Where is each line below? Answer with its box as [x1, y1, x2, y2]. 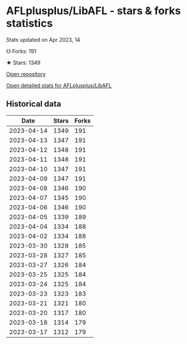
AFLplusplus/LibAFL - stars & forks [6, 4, 181, 18]
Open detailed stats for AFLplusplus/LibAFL [6, 81, 112, 89]
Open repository [6, 70, 46, 77]
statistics [6, 17, 53, 30]
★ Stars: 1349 [6, 59, 41, 66]
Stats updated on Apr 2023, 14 [6, 36, 81, 43]
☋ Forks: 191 [6, 47, 37, 54]
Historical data [6, 99, 61, 109]
